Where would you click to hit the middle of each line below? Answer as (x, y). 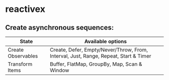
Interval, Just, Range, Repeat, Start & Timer (100, 56)
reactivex (25, 9)
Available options (106, 41)
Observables (23, 56)
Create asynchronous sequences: (60, 28)
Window (59, 70)
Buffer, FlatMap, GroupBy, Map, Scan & (96, 64)
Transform (20, 64)
